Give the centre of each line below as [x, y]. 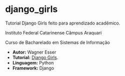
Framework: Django [33, 68]
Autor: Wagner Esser [34, 52]
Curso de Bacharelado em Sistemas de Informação [57, 42]
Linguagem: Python [33, 62]
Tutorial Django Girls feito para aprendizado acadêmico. [63, 23]
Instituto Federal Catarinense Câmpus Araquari [53, 32]
